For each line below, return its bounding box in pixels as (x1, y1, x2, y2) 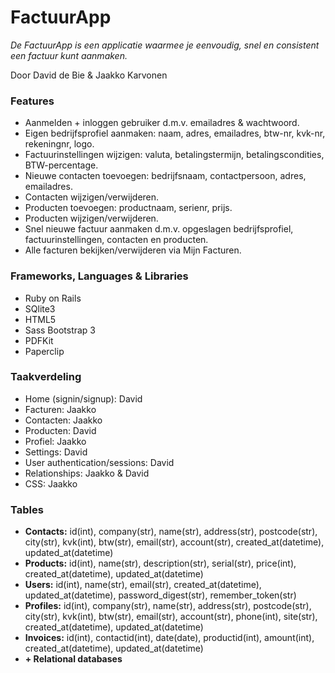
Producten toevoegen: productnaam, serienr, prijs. (24, 202, 233, 214)
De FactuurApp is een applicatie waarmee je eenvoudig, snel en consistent (10, 39, 320, 51)
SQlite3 (24, 302, 56, 315)
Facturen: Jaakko (24, 403, 97, 415)
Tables (10, 502, 44, 516)
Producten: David (24, 424, 97, 436)
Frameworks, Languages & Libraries (10, 269, 189, 283)
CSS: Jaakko (24, 477, 78, 490)
